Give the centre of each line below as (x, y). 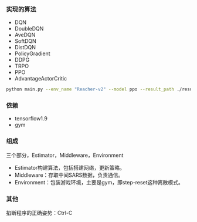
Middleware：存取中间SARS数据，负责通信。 (69, 175)
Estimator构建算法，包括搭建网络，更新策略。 (69, 167)
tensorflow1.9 (31, 119)
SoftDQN (25, 41)
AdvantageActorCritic (41, 79)
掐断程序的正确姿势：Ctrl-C (39, 213)
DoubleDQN (29, 29)
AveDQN (25, 35)
